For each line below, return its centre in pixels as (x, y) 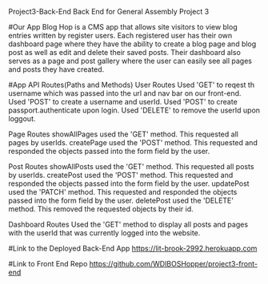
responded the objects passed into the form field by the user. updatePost (129, 183)
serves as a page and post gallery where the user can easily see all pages (130, 61)
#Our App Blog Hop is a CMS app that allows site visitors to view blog (123, 27)
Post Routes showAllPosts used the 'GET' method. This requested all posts (131, 166)
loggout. (22, 118)
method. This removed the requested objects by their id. (101, 209)
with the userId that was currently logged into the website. (104, 233)
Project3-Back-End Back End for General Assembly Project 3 (109, 12)
